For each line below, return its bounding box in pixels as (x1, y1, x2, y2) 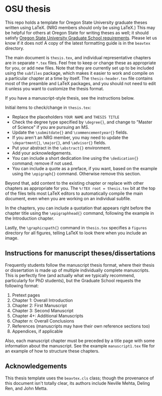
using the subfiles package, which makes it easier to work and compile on (5, 70, 154, 76)
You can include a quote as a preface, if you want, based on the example (12, 165, 158, 171)
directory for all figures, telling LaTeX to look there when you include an (5, 230, 147, 236)
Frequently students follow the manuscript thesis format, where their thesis (5, 262, 155, 268)
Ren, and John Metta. (5, 385, 48, 391)
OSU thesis (5, 3, 51, 15)
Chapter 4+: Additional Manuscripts (12, 312, 84, 319)
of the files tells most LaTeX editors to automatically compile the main (5, 190, 144, 196)
